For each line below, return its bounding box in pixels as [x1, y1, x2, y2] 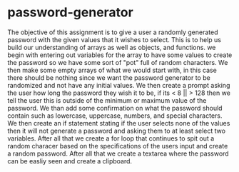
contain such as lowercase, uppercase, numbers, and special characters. [7, 111, 223, 120]
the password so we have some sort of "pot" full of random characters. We [7, 58, 228, 66]
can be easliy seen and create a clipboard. [7, 156, 133, 165]
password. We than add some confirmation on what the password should [7, 103, 223, 112]
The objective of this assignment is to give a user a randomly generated [7, 28, 218, 36]
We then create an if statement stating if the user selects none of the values [7, 118, 230, 127]
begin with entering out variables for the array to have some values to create [7, 51, 233, 59]
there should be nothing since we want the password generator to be [7, 73, 210, 82]
